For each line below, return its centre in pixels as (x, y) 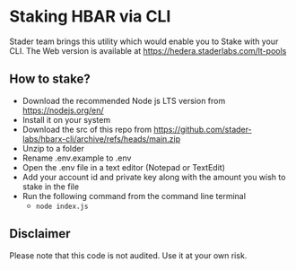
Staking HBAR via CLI (90, 17)
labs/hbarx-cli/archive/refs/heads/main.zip (101, 139)
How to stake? (50, 79)
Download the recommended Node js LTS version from (124, 100)
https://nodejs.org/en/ (63, 110)
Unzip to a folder (53, 148)
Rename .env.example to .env (77, 158)
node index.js (62, 206)
